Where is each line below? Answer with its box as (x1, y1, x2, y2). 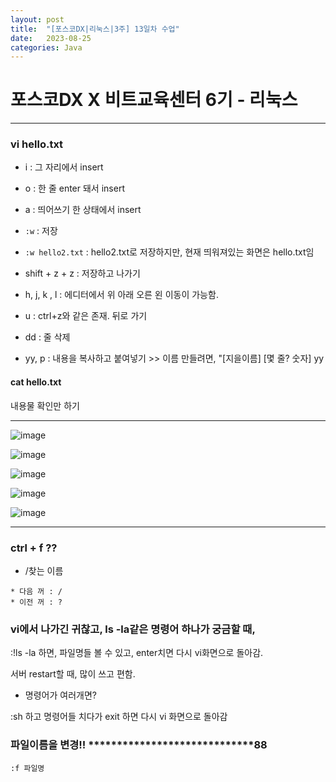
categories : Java (10, 42, 83, 53)
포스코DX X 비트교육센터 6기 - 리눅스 (10, 89, 298, 111)
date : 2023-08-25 (10, 33, 92, 43)
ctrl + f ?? (10, 541, 58, 555)
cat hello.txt (10, 376, 62, 388)
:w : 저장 (24, 225, 58, 237)
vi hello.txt (10, 137, 64, 151)
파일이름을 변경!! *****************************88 (10, 738, 268, 752)
